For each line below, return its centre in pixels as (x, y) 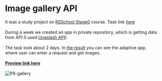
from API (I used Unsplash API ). (37, 37)
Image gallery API (41, 8)
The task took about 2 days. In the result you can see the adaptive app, (76, 48)
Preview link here (23, 63)
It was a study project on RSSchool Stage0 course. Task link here (70, 22)
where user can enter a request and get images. (53, 53)
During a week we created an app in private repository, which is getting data (81, 32)
